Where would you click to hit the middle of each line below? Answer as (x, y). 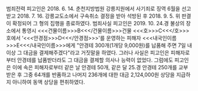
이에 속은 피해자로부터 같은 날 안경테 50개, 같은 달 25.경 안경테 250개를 (95, 67)
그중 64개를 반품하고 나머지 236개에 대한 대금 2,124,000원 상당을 (99, 75)
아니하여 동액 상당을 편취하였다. (48, 82)
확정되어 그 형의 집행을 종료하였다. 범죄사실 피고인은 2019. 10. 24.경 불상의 (98, 23)
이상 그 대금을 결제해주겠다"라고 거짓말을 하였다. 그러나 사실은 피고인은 (88, 53)
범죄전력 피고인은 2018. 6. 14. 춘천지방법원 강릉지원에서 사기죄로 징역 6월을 (93, 9)
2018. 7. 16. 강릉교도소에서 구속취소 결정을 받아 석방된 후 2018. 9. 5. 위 (98, 16)
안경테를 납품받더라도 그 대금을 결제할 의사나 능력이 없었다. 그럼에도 (95, 60)
